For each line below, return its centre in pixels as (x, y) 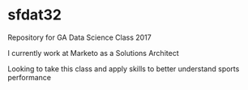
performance (30, 77)
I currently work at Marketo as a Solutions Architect (93, 53)
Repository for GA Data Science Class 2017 (79, 37)
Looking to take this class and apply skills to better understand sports (124, 69)
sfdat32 (35, 15)
